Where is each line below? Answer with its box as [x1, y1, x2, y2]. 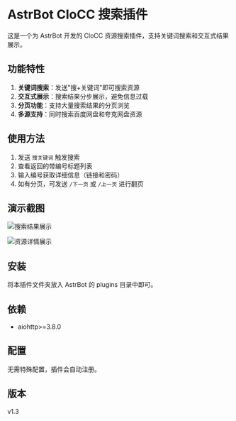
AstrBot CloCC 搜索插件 [7, 6, 148, 23]
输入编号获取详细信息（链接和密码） [17, 170, 124, 179]
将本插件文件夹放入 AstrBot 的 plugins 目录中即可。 [7, 280, 157, 289]
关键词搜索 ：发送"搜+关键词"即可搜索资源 [17, 83, 140, 92]
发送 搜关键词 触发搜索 [17, 153, 80, 161]
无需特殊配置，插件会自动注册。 [7, 365, 101, 373]
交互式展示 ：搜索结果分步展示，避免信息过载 [17, 92, 149, 100]
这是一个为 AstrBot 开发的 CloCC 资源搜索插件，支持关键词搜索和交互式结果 [7, 31, 229, 40]
